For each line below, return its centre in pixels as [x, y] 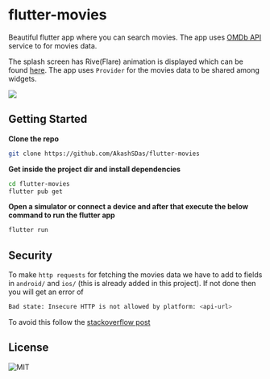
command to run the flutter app [62, 215]
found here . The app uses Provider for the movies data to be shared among [134, 69]
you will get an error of [46, 292]
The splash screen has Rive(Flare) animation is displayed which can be [126, 61]
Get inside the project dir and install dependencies [95, 169]
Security [30, 255]
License [29, 348]
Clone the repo [33, 138]
